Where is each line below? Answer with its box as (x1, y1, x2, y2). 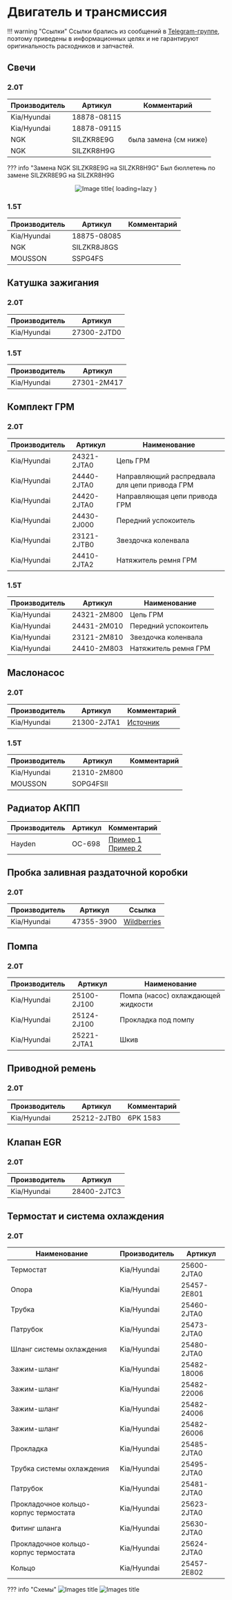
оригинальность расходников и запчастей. (7, 42, 135, 50)
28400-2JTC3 (72, 1187, 122, 1197)
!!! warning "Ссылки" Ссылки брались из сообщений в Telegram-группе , (7, 27, 220, 35)
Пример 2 (108, 843, 142, 853)
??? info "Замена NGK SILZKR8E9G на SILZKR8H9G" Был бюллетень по (7, 163, 215, 172)
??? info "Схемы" (7, 1585, 57, 1594)
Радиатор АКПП (7, 802, 81, 814)
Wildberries (123, 917, 162, 927)
